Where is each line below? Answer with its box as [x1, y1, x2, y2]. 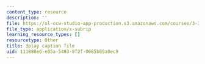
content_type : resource [6, 9, 67, 15]
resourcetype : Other [6, 37, 59, 43]
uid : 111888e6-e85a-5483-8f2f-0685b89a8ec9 [6, 49, 119, 55]
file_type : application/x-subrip [6, 26, 92, 32]
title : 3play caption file [6, 43, 75, 49]
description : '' [6, 15, 48, 21]
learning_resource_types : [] [6, 32, 81, 38]
